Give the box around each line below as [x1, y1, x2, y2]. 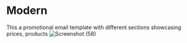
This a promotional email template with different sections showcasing [6, 24, 181, 31]
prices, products [6, 30, 48, 37]
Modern [6, 4, 48, 18]
